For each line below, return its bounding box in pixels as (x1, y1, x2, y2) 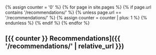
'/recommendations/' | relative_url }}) (5, 42, 125, 51)
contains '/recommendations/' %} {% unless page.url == (5, 9, 122, 15)
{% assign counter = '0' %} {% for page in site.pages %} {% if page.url (5, 4, 152, 10)
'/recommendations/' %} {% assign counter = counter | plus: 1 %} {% (5, 15, 148, 20)
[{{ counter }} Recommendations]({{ (5, 34, 121, 43)
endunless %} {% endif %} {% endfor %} (5, 20, 90, 26)
